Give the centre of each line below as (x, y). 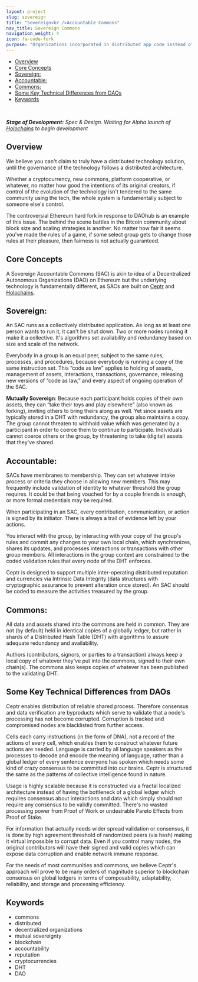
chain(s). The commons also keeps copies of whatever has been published (97, 667)
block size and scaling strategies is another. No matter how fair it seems (93, 228)
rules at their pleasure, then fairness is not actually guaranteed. (83, 241)
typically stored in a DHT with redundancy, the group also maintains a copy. (98, 417)
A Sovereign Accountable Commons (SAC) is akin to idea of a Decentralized (98, 273)
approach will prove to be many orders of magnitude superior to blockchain (98, 871)
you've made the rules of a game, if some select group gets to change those (99, 234)
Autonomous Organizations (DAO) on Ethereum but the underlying (86, 280)
